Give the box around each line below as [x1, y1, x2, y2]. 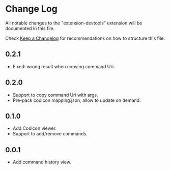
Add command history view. [12, 159, 71, 165]
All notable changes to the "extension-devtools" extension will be [5, 20, 143, 26]
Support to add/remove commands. [12, 131, 88, 137]
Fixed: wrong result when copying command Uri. [12, 63, 115, 69]
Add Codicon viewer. [12, 125, 57, 131]
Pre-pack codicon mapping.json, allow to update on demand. [12, 97, 141, 103]
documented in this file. [5, 25, 55, 31]
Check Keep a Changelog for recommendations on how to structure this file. [5, 35, 165, 41]
